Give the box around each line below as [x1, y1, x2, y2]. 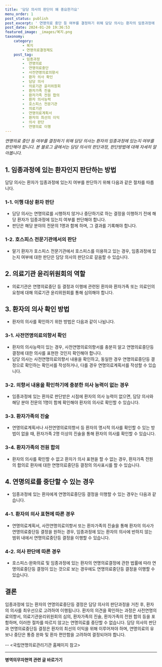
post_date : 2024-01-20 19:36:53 [5, 25, 70, 30]
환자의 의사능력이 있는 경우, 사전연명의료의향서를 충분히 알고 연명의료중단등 [12, 344, 154, 350]
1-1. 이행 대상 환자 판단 [5, 199, 54, 206]
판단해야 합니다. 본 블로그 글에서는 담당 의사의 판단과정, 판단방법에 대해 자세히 [5, 144, 152, 150]
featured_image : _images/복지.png [5, 30, 72, 34]
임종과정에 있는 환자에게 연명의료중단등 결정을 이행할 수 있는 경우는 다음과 [12, 491, 151, 497]
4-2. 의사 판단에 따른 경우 [5, 548, 61, 555]
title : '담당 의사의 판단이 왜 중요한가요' [5, 7, 80, 12]
